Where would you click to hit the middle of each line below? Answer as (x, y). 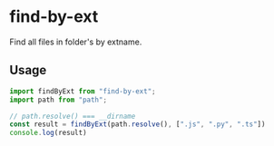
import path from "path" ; (58, 100)
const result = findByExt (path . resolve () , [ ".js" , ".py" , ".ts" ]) (137, 124)
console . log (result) (49, 133)
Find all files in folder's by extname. (76, 42)
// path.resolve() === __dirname (73, 116)
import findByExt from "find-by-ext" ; (83, 91)
